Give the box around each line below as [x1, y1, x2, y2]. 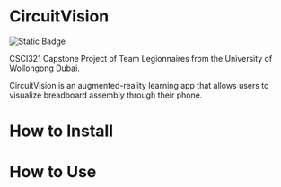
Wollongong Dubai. [9, 63, 81, 73]
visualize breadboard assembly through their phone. [9, 89, 203, 100]
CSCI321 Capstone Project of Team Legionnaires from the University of [9, 53, 273, 64]
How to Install [9, 121, 114, 141]
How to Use [9, 162, 97, 183]
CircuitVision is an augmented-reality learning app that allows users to [9, 80, 269, 90]
